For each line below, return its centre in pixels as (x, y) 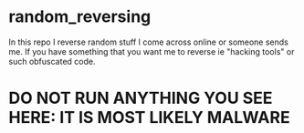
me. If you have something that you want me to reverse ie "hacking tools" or (152, 51)
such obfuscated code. (52, 61)
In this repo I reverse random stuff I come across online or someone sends (149, 42)
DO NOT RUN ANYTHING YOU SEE (141, 98)
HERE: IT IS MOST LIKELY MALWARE (149, 118)
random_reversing (80, 17)
